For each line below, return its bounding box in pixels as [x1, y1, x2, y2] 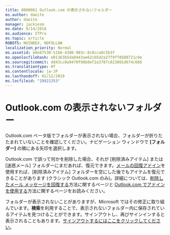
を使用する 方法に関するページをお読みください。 [5, 188, 108, 194]
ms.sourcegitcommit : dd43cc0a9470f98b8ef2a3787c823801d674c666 [5, 60, 143, 65]
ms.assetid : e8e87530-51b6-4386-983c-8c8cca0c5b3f [5, 50, 115, 55]
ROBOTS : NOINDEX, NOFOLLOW [5, 41, 63, 46]
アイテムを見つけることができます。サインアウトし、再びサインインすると [9, 211, 165, 217]
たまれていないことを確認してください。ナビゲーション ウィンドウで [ [5, 138, 152, 145]
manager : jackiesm [5, 21, 44, 27]
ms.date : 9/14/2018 [5, 26, 47, 32]
